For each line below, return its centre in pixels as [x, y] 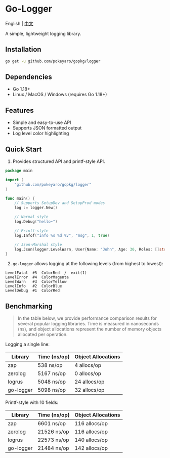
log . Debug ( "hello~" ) [36, 222]
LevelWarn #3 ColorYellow [36, 282]
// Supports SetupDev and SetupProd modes [60, 203]
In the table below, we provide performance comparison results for [87, 318]
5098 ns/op [52, 390]
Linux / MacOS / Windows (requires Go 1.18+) [60, 95]
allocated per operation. [42, 335]
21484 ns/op [53, 448]
